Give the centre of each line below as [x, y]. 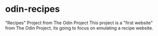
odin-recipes [32, 9]
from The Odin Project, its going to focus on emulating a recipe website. [79, 28]
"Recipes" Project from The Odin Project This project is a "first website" [79, 23]
